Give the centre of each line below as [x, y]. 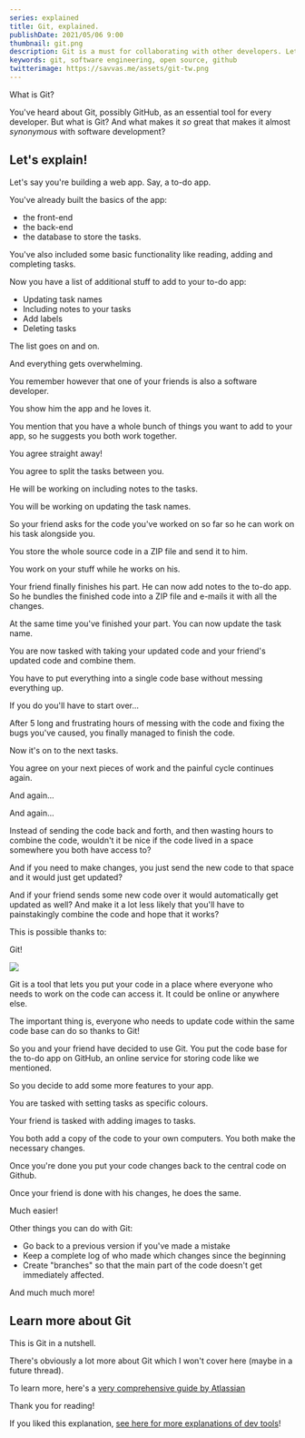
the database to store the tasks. [82, 237]
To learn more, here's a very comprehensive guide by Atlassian [128, 1388]
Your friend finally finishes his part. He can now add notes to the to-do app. [151, 586]
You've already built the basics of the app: [89, 199]
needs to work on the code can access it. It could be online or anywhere [144, 994]
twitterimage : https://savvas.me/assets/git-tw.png [109, 69]
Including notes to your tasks [77, 309]
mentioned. [31, 1068]
